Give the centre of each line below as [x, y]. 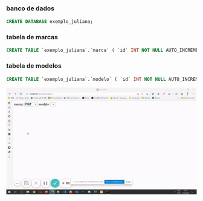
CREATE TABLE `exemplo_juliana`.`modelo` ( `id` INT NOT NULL [86, 79]
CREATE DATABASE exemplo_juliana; [50, 22]
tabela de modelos [34, 66]
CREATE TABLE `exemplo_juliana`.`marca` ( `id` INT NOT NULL [85, 50]
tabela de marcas [32, 37]
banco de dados [30, 8]
